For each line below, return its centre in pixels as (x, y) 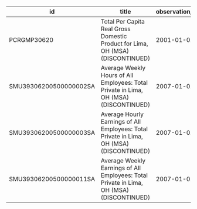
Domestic (114, 36)
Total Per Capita (123, 21)
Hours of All (117, 75)
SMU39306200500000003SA (52, 133)
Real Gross (116, 29)
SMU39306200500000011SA (52, 179)
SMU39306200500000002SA (52, 86)
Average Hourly (122, 114)
